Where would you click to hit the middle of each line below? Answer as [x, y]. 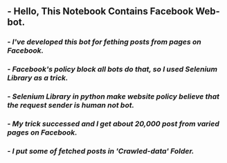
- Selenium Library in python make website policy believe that [113, 96]
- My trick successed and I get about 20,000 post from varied [113, 124]
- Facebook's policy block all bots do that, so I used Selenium [112, 69]
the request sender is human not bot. [71, 105]
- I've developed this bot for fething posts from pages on [105, 42]
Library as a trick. [38, 78]
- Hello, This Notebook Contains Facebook [100, 11]
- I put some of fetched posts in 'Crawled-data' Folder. [101, 151]
